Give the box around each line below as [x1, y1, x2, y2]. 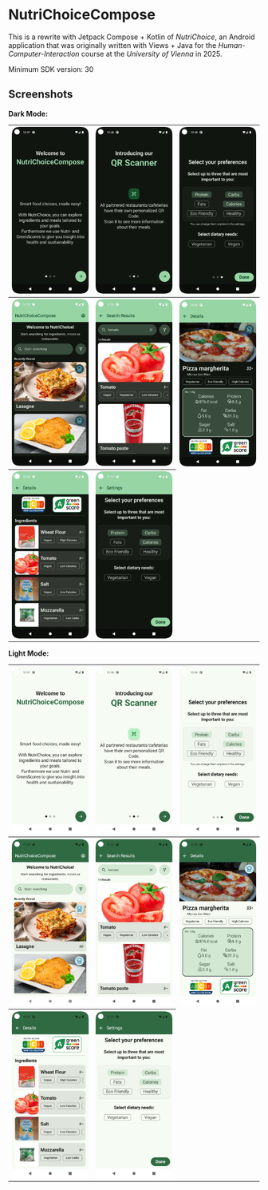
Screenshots [8, 88, 73, 101]
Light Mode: [8, 649, 49, 658]
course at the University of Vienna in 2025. [81, 49, 223, 58]
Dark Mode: [8, 109, 49, 118]
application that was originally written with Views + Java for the [8, 40, 217, 50]
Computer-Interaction [8, 49, 80, 58]
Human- [218, 40, 246, 50]
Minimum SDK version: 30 [8, 64, 94, 73]
